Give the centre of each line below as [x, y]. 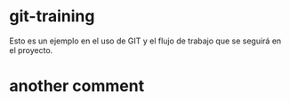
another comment [77, 86]
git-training [52, 16]
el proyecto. [31, 50]
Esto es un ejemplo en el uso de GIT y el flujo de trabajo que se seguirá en [145, 41]
